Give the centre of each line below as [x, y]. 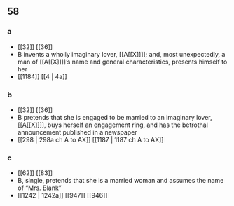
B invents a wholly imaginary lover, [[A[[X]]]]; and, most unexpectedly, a [121, 54]
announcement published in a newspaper [77, 132]
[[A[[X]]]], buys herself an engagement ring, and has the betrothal [113, 125]
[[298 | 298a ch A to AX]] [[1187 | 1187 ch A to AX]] [90, 139]
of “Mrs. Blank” [39, 188]
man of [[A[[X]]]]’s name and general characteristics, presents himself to [122, 62]
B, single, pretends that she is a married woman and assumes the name [121, 181]
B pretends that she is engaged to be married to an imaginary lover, [115, 117]
